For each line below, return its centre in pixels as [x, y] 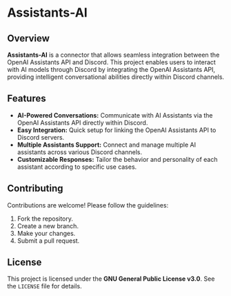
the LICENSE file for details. [44, 286]
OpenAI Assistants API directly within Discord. [82, 122]
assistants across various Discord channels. [80, 152]
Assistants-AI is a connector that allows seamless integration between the [113, 55]
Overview [29, 38]
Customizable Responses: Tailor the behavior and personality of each [117, 159]
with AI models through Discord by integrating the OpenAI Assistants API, [111, 70]
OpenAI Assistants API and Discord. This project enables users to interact [111, 62]
